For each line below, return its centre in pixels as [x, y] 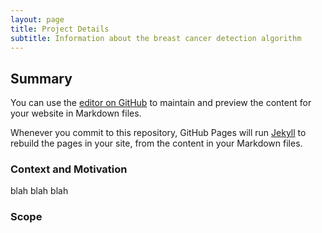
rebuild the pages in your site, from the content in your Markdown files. [156, 143]
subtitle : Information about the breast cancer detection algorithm [156, 38]
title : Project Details [60, 29]
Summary [41, 78]
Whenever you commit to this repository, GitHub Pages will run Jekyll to [158, 133]
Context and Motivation [69, 169]
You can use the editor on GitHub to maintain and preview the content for [161, 103]
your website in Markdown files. [76, 113]
